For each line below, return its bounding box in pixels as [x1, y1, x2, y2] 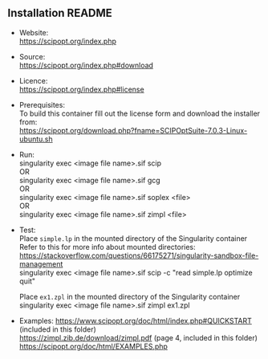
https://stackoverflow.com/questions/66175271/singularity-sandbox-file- [18, 251, 259, 260]
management [18, 259, 63, 268]
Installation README [7, 6, 113, 20]
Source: [18, 51, 46, 61]
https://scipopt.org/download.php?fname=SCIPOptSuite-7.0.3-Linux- [18, 125, 248, 135]
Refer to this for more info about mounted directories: [18, 242, 196, 251]
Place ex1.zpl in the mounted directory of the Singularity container [18, 292, 241, 301]
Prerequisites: [18, 100, 66, 109]
